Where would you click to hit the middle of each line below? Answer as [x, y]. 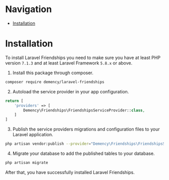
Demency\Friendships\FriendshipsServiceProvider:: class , [84, 110]
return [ [14, 101]
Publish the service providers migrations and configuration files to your [86, 129]
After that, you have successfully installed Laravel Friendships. [70, 172]
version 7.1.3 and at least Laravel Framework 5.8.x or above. [69, 63]
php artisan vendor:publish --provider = [48, 144]
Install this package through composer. [53, 73]
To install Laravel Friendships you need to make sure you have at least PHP [83, 57]
